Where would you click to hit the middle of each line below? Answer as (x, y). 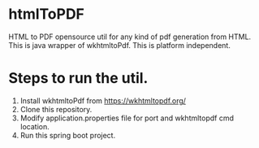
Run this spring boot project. (68, 135)
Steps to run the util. (78, 78)
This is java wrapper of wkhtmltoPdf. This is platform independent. (120, 45)
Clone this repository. (56, 109)
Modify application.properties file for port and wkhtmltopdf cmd (127, 118)
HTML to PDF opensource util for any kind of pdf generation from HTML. (130, 37)
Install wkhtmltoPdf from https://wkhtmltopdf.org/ (103, 100)
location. (35, 126)
